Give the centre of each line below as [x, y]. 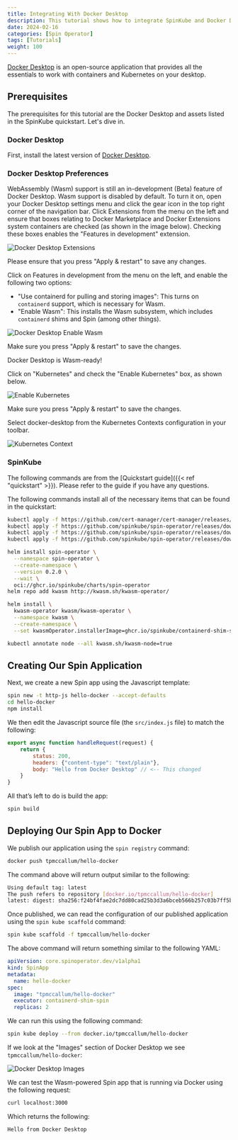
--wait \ [27, 578]
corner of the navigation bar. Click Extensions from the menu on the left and [118, 211]
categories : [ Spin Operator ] [50, 34]
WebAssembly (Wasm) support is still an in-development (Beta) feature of [115, 189]
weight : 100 [25, 47]
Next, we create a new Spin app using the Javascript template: [99, 683]
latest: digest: [31, 901]
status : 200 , [52, 756]
